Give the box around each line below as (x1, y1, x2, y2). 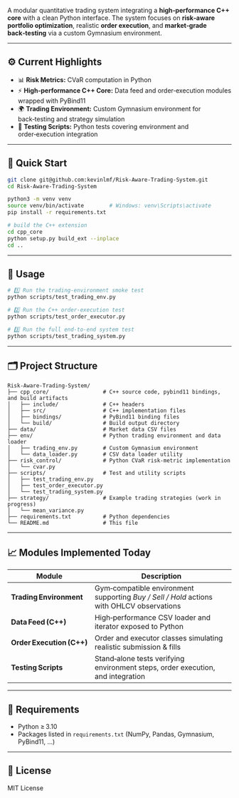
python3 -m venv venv (7, 195, 72, 203)
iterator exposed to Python (95, 622, 184, 632)
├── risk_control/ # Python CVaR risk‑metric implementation (7, 457, 231, 464)
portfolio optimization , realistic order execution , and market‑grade (7, 21, 208, 29)
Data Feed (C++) (11, 617, 67, 627)
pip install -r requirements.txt (7, 209, 107, 216)
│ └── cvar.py (7, 464, 55, 471)
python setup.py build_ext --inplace (7, 235, 119, 242)
